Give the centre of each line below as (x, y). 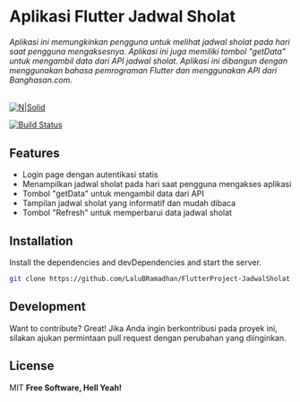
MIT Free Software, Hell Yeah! (66, 388)
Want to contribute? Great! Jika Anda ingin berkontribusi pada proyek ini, (143, 328)
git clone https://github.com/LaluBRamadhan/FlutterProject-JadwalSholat (150, 279)
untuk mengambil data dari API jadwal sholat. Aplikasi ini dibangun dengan (149, 61)
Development (48, 307)
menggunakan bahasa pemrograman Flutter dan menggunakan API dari (143, 70)
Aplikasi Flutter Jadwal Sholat (122, 17)
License (32, 366)
